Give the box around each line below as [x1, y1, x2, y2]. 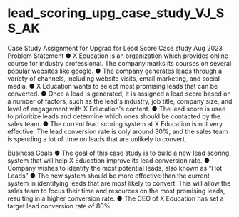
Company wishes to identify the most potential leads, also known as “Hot [7, 163, 223, 172]
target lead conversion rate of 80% [7, 201, 111, 210]
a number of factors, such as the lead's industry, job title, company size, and [7, 96, 233, 105]
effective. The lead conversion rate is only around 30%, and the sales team [7, 127, 228, 136]
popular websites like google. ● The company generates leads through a [7, 66, 223, 75]
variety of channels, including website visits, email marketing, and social [7, 74, 220, 83]
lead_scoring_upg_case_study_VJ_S [7, 5, 225, 21]
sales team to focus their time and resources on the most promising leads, [7, 186, 225, 195]
